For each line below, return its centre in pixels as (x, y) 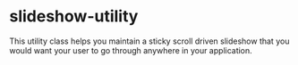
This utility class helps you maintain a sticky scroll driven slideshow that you (149, 41)
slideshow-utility (74, 16)
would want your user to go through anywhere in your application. (131, 50)
